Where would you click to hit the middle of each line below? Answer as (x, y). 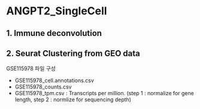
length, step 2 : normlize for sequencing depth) (73, 99)
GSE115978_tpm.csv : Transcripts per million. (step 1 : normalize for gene (104, 93)
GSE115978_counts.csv (43, 87)
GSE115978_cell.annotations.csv (54, 81)
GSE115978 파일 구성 (31, 69)
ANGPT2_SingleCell (57, 11)
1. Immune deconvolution (54, 33)
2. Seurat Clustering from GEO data (73, 53)
